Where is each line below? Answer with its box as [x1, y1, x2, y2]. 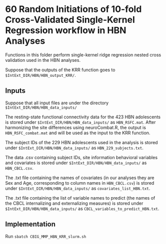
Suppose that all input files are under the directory [5, 100, 109, 106]
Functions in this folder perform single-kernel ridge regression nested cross [5, 51, 161, 58]
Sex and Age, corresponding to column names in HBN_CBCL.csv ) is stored [5, 180, 154, 186]
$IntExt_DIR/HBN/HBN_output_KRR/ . [5, 72, 76, 78]
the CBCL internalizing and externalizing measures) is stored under [5, 200, 143, 206]
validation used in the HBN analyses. [5, 57, 81, 63]
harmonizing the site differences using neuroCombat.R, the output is [5, 124, 146, 130]
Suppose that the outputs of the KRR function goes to [5, 66, 115, 73]
